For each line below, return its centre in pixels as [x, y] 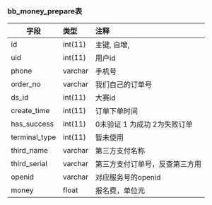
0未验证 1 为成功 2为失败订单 [144, 124]
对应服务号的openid [128, 177]
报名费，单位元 [120, 191]
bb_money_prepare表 [45, 11]
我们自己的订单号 [124, 85]
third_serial [29, 164]
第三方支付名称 [120, 151]
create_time [30, 111]
